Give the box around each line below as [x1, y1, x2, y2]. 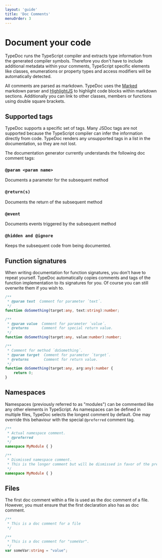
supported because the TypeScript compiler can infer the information [5, 130, 143, 136]
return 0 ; [13, 371, 34, 375]
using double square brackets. [5, 98, 66, 104]
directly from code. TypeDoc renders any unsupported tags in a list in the [5, 136, 151, 141]
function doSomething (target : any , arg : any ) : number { [5, 366, 113, 371]
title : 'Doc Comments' [5, 12, 51, 16]
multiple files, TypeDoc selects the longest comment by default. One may [5, 411, 151, 417]
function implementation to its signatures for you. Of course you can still [5, 280, 148, 286]
